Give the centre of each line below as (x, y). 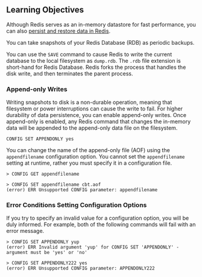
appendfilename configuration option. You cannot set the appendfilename (96, 157)
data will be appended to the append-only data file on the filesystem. (92, 128)
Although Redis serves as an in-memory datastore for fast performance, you (101, 24)
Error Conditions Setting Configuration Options (77, 205)
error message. (25, 231)
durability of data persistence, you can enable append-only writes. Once (96, 115)
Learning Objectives (45, 10)
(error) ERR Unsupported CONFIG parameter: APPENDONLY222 (80, 269)
